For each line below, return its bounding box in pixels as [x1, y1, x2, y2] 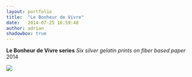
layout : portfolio [6, 8, 52, 15]
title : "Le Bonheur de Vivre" [6, 14, 84, 20]
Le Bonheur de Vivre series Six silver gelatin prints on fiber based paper [6, 47, 186, 54]
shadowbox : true [6, 31, 47, 37]
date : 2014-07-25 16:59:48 [6, 20, 79, 25]
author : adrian [6, 25, 44, 31]
